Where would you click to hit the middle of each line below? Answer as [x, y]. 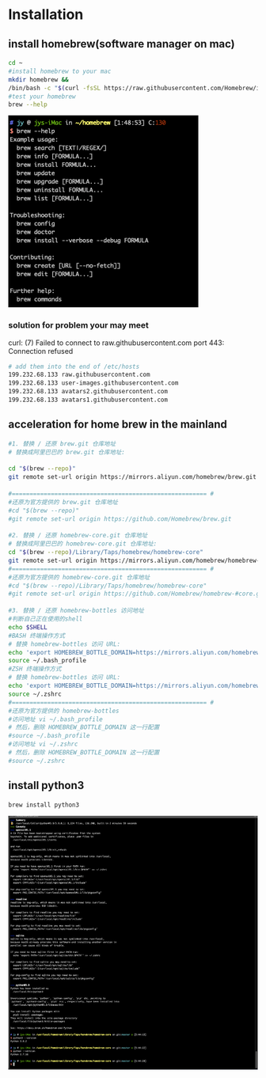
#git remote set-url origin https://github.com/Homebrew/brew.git [120, 519]
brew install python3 [44, 805]
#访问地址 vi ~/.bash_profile [55, 719]
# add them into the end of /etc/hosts [74, 366]
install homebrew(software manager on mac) [122, 44]
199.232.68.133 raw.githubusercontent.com [79, 375]
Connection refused [41, 351]
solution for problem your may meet [78, 325]
